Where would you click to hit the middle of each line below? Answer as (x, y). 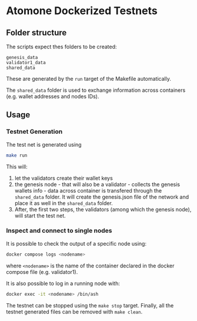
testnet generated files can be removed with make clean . (74, 312)
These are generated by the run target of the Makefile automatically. (89, 79)
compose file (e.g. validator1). (42, 272)
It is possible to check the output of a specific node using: (76, 243)
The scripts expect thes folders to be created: (61, 47)
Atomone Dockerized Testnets (82, 11)
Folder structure (36, 33)
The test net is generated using (44, 144)
